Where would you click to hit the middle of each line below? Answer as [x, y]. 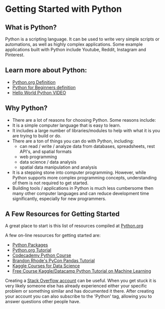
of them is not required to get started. [50, 183]
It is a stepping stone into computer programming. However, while [79, 172]
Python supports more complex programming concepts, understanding [84, 177]
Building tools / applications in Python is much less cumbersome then [83, 188]
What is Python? [31, 27]
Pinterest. [15, 55]
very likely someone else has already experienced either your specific [76, 286]
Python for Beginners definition [44, 87]
